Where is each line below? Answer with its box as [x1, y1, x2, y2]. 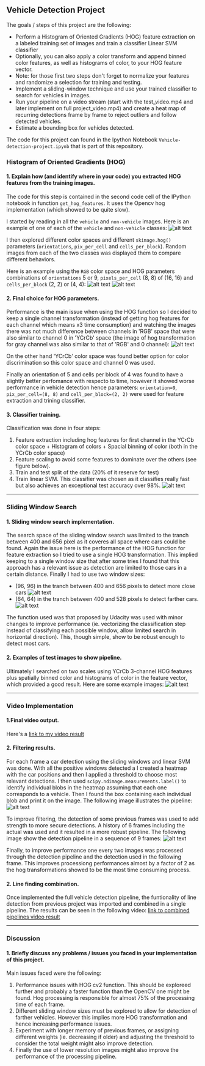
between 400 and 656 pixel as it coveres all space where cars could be [6, 538, 186, 545]
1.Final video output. [6, 717, 59, 724]
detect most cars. [6, 639, 51, 647]
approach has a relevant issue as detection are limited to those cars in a [6, 564, 187, 572]
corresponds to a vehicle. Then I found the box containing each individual [6, 791, 192, 797]
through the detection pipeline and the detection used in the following [6, 853, 182, 860]
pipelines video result [6, 913, 60, 920]
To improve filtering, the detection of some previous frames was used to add [6, 815, 199, 822]
